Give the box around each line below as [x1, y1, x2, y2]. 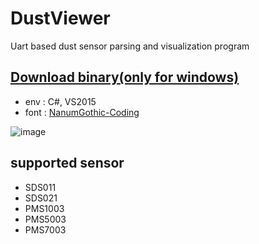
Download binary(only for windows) [10, 69, 240, 86]
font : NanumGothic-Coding [24, 106, 140, 118]
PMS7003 [24, 223, 67, 236]
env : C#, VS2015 [24, 95, 97, 107]
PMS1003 [24, 202, 65, 214]
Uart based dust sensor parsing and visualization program [10, 40, 250, 52]
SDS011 [24, 181, 57, 193]
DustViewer [10, 7, 111, 30]
